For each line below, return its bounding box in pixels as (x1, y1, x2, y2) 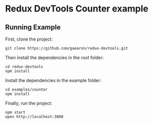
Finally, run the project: (5, 100, 52, 106)
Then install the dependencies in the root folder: (5, 54, 104, 60)
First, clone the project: (5, 36, 53, 42)
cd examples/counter (5, 87, 48, 92)
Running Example (5, 23, 61, 31)
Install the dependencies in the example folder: (5, 77, 102, 83)
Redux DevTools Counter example (5, 3, 149, 14)
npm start (5, 110, 26, 115)
